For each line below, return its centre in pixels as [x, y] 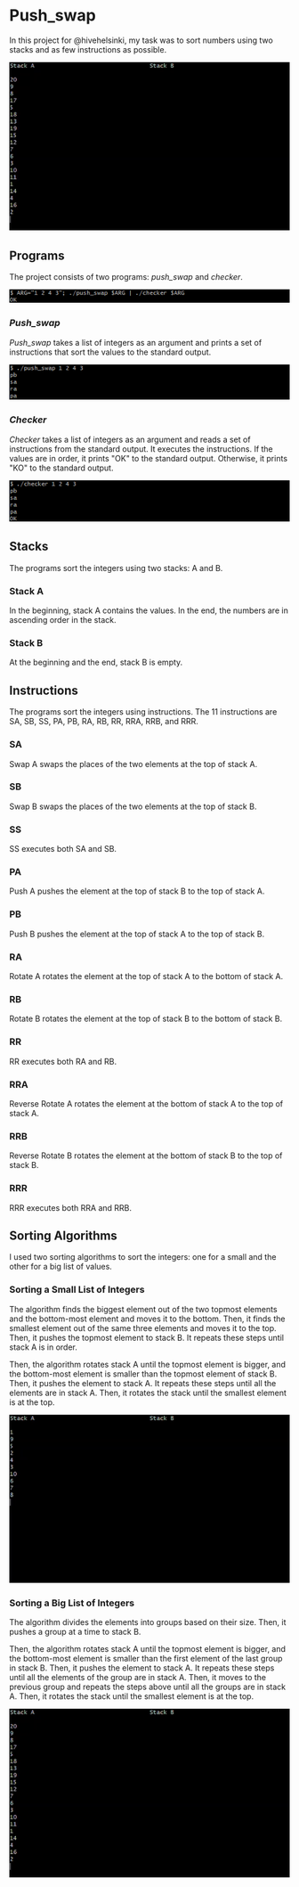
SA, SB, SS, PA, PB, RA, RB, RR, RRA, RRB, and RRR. [104, 722]
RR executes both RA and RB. [63, 1061]
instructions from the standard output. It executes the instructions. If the [141, 449]
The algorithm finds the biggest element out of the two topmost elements [143, 1309]
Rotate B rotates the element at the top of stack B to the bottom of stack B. [146, 1019]
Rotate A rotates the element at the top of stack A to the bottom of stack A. [146, 976]
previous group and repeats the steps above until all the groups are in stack [148, 1687]
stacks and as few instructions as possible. [88, 49]
